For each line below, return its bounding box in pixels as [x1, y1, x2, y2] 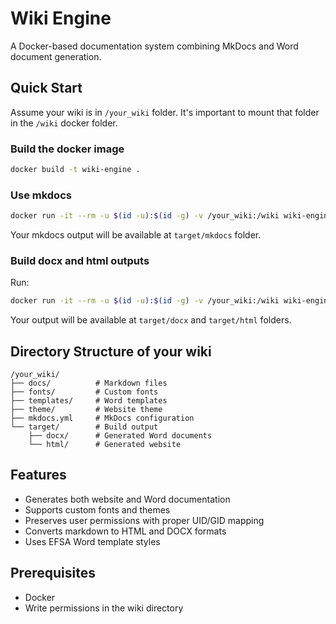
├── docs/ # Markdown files [10, 378, 168, 389]
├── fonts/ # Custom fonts [10, 387, 159, 397]
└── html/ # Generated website [28, 440, 182, 450]
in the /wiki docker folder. [10, 117, 118, 129]
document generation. [10, 50, 102, 62]
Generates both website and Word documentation [24, 493, 231, 505]
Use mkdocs [10, 188, 72, 202]
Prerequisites [10, 565, 96, 582]
